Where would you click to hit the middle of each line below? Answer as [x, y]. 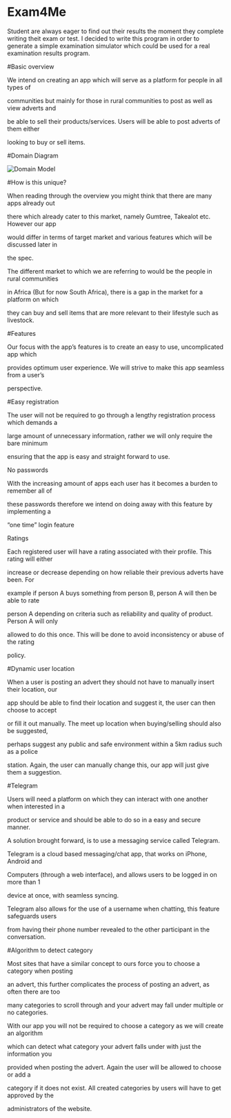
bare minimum [28, 443]
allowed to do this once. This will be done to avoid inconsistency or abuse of [115, 634]
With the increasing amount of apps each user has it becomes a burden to [112, 483]
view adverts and [32, 108]
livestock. [21, 320]
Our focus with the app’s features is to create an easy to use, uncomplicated [115, 347]
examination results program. [49, 53]
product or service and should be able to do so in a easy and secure [104, 819]
